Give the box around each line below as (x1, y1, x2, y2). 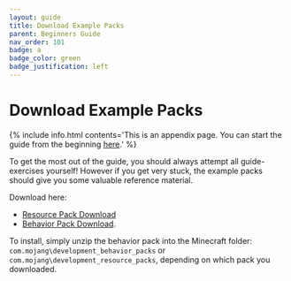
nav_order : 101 (9, 37, 65, 47)
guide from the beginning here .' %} (9, 139, 137, 149)
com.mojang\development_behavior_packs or (9, 245, 166, 255)
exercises (9, 165, 44, 176)
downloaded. (9, 263, 57, 274)
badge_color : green (9, 54, 81, 63)
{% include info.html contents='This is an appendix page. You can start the (9, 129, 283, 140)
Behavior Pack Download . (21, 218, 117, 229)
